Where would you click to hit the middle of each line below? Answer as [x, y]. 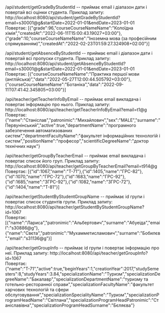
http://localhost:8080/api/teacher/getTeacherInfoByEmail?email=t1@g [76, 110]
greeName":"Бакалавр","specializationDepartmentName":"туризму [74, 279]
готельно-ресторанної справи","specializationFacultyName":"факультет [80, 284]
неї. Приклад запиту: [27, 253]
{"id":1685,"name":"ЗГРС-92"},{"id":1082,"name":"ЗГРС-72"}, [68, 182]
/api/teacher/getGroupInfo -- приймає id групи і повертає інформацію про [82, 248]
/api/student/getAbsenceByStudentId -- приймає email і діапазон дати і [79, 53]
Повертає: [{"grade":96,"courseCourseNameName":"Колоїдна [69, 28]
